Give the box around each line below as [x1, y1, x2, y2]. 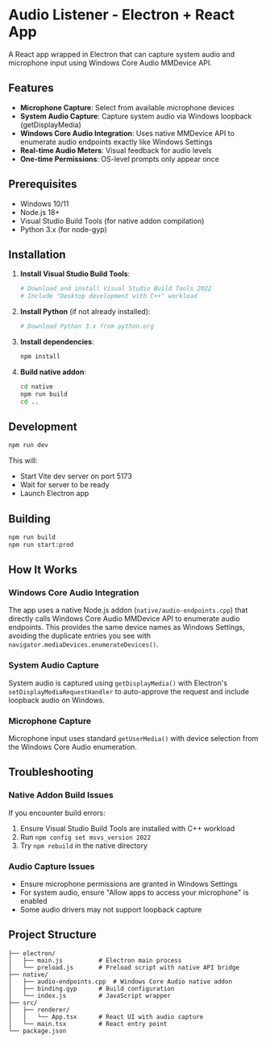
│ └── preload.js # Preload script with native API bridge [8, 963, 240, 971]
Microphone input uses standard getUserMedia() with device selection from [8, 734, 259, 743]
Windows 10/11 [19, 199, 69, 209]
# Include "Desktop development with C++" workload [19, 292, 197, 300]
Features [8, 81, 54, 95]
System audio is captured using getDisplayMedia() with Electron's [8, 678, 228, 688]
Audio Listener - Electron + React [8, 6, 235, 24]
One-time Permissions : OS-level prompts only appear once [19, 154, 220, 163]
